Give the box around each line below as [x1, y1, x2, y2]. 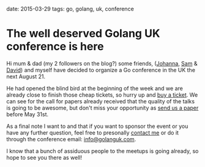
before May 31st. [6, 110, 49, 118]
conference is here [6, 40, 104, 54]
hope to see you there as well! [6, 154, 83, 161]
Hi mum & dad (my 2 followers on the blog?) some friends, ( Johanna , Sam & [6, 59, 198, 67]
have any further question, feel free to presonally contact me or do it [6, 128, 179, 136]
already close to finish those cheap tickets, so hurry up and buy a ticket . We [6, 91, 198, 98]
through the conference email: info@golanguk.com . [6, 135, 136, 143]
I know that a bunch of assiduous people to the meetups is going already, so [6, 147, 199, 155]
